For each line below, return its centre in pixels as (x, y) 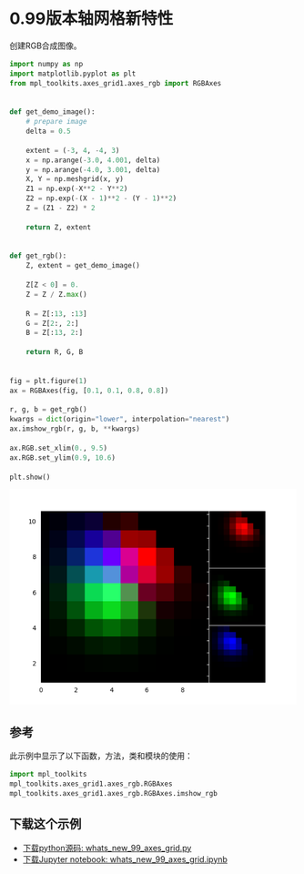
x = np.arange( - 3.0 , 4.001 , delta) (93, 160)
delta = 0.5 (48, 132)
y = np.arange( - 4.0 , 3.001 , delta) (93, 169)
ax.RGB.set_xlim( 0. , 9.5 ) (58, 448)
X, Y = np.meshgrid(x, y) (75, 179)
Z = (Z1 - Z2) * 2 (61, 208)
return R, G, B (55, 352)
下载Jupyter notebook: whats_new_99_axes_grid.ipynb (125, 859)
